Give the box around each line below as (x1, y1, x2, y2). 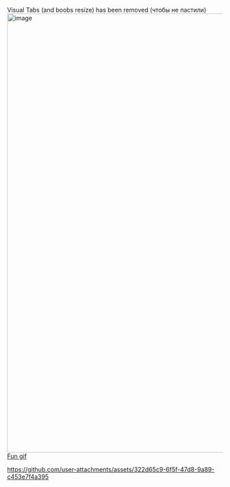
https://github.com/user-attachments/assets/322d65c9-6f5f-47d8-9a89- (7, 466, 215, 473)
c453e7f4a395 (7, 473, 49, 481)
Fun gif (7, 452, 27, 460)
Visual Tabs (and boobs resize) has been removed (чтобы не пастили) (7, 6, 207, 14)
